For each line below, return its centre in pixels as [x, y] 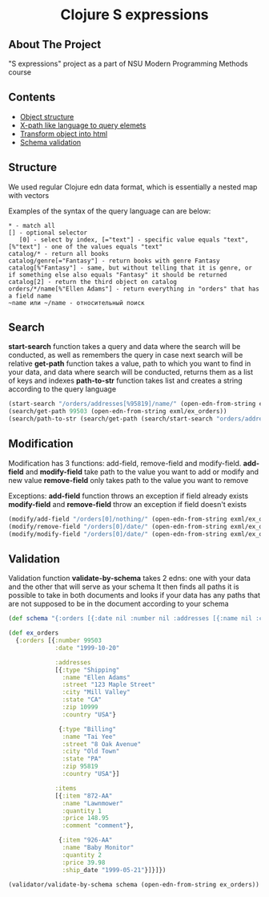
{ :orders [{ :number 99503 [59, 641]
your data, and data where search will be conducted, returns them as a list [131, 372]
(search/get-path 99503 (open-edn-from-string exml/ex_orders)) [118, 412]
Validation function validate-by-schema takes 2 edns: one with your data [129, 578]
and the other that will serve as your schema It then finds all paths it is [124, 586]
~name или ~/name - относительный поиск [77, 302]
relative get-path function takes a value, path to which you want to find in [130, 363]
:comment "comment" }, [98, 826]
